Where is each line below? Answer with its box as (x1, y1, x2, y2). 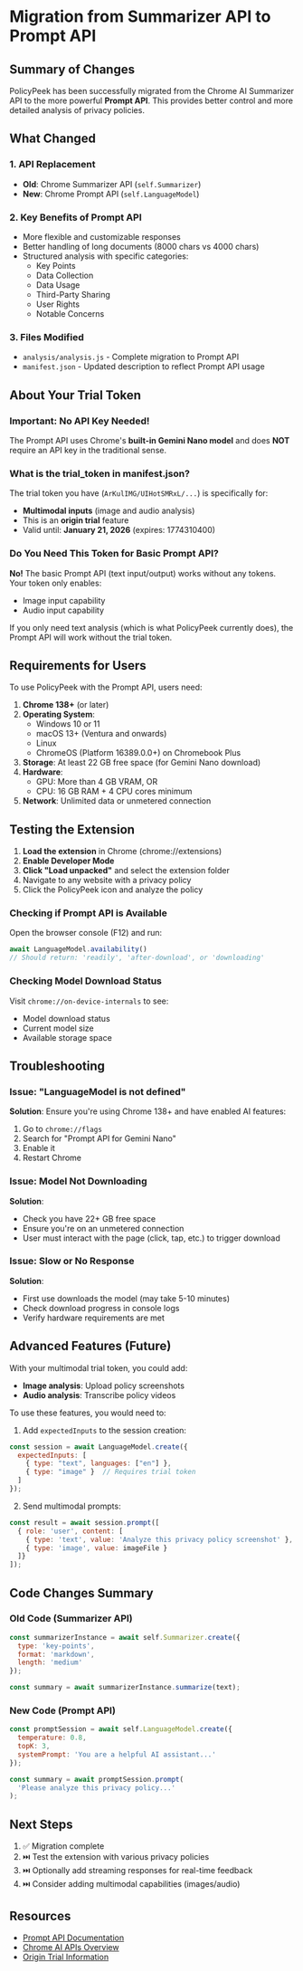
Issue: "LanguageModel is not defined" (9, 1085, 186, 1098)
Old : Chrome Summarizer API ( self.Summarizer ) (22, 178, 202, 189)
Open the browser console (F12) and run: (9, 928, 163, 938)
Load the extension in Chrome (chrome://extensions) (22, 846, 223, 857)
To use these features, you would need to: (9, 1407, 166, 1418)
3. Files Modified (9, 330, 84, 343)
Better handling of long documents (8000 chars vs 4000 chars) (22, 241, 260, 252)
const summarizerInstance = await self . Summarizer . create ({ (9, 1633, 241, 1642)
